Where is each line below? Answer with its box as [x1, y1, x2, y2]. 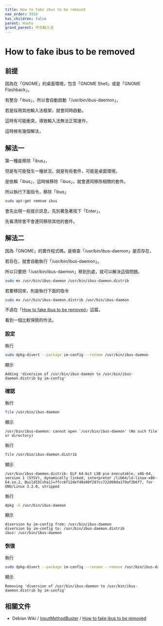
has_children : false [5, 16, 47, 21]
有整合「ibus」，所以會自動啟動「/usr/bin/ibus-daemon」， [5, 97, 121, 103]
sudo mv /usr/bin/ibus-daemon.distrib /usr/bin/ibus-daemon [5, 297, 130, 302]
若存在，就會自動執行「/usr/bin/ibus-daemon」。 [5, 258, 102, 264]
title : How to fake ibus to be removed [5, 7, 86, 12]
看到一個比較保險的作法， [5, 317, 56, 323]
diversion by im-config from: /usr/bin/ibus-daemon [5, 522, 112, 527]
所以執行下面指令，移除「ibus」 [5, 189, 69, 195]
